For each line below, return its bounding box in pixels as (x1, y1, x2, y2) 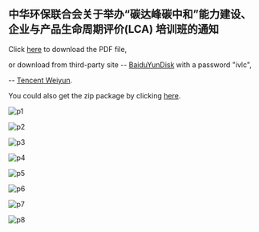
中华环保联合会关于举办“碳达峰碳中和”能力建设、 (8, 7, 252, 22)
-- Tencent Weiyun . (8, 75, 73, 85)
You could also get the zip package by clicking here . (8, 90, 181, 100)
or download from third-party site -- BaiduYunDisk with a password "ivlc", (8, 59, 253, 70)
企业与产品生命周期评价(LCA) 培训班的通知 (8, 22, 219, 36)
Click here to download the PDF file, (8, 44, 127, 54)
